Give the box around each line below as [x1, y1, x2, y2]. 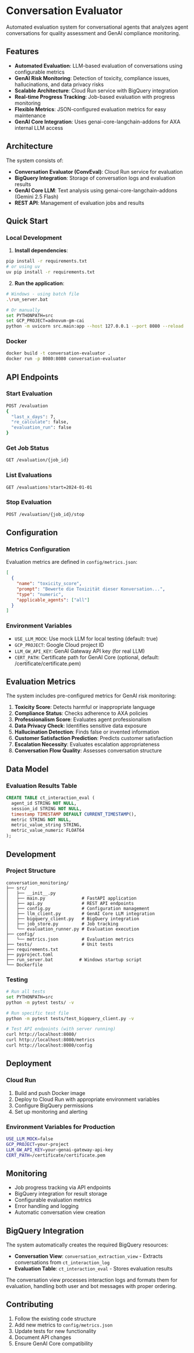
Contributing [6, 1300, 54, 1310]
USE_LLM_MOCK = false [6, 1136, 54, 1142]
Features [6, 47, 39, 57]
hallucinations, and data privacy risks [14, 81, 104, 88]
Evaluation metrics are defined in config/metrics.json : [6, 559, 138, 566]
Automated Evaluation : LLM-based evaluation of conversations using [14, 62, 182, 69]
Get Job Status [6, 444, 50, 452]
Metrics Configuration [6, 545, 70, 553]
